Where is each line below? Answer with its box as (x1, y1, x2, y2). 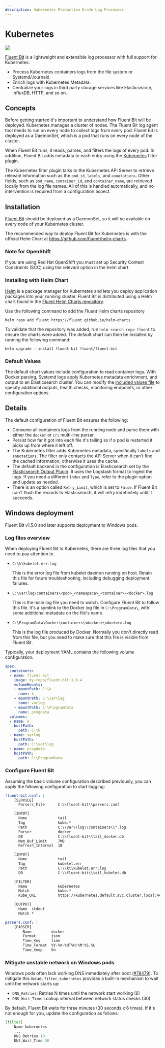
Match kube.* (18, 888, 71, 893)
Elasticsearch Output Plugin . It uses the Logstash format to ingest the (12, 469, 153, 474)
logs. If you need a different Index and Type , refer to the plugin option (12, 473, 152, 479)
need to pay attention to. (5, 551, 55, 557)
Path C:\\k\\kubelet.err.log (18, 866, 107, 871)
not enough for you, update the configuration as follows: (5, 1011, 119, 1016)
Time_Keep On (23, 947, 56, 952)
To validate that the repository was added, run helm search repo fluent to (5, 326, 156, 332)
